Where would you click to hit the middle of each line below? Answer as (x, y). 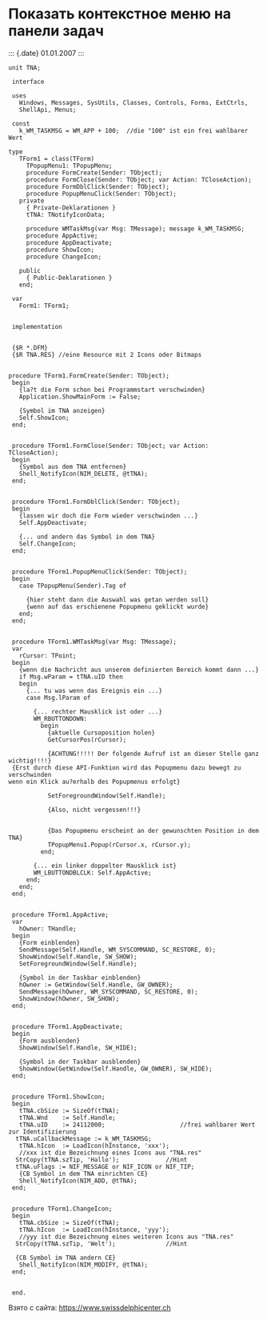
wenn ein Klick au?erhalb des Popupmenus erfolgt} (94, 782)
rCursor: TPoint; (48, 656)
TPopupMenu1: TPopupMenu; (69, 166)
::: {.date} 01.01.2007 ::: (46, 53)
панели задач (56, 31)
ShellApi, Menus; (48, 110)
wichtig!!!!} (30, 761)
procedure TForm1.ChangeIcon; (62, 1209)
